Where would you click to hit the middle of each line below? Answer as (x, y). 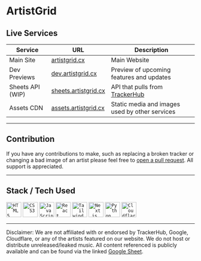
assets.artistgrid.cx (78, 108)
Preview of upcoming (141, 70)
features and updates (141, 77)
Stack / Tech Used (41, 191)
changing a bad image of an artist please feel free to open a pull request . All (100, 160)
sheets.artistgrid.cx (78, 91)
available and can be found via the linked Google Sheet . (75, 251)
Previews (22, 77)
